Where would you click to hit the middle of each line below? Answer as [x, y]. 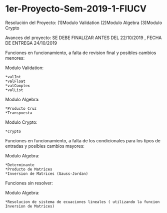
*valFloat [15, 81]
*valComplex [17, 86]
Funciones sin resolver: [29, 183]
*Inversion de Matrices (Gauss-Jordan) [47, 173]
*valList [14, 90]
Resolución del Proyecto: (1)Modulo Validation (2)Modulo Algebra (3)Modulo [84, 23]
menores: [15, 58]
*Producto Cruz [21, 108]
